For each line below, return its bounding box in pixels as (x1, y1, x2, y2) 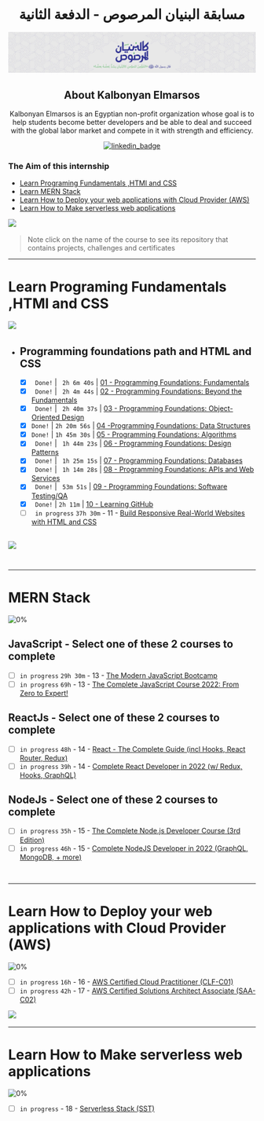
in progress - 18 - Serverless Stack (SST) (19, 1104, 155, 1113)
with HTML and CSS (31, 517, 97, 526)
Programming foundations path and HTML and (19, 344, 252, 358)
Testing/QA (31, 491, 68, 500)
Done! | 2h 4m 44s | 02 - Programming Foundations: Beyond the (35, 386, 242, 396)
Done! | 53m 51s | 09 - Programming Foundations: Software (35, 482, 228, 492)
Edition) (19, 835, 45, 844)
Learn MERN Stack (19, 187, 81, 196)
